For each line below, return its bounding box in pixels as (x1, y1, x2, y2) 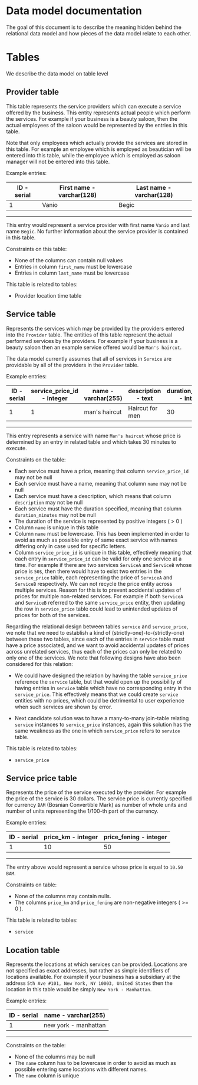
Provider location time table (14, 292, 82, 299)
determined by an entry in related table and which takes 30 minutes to (6, 438, 177, 446)
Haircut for (128, 404, 158, 412)
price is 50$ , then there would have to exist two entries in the (14, 568, 162, 575)
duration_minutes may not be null (14, 511, 96, 518)
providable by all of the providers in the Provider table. (6, 361, 139, 368)
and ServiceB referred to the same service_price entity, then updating (14, 599, 186, 606)
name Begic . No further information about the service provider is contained (6, 227, 189, 235)
